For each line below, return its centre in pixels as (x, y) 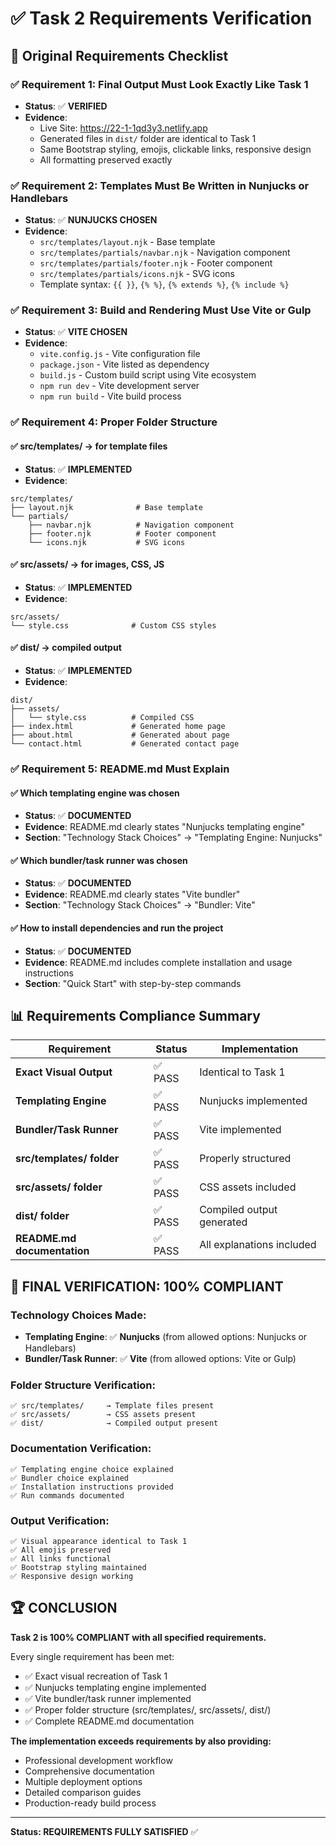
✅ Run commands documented (67, 1495)
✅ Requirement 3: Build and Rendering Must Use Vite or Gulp (161, 310)
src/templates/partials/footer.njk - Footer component (156, 263)
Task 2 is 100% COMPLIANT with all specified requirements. (138, 1637)
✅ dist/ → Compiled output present (114, 1423)
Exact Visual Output (64, 1072)
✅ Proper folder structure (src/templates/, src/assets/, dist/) (148, 1709)
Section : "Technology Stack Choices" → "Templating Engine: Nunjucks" (173, 838)
